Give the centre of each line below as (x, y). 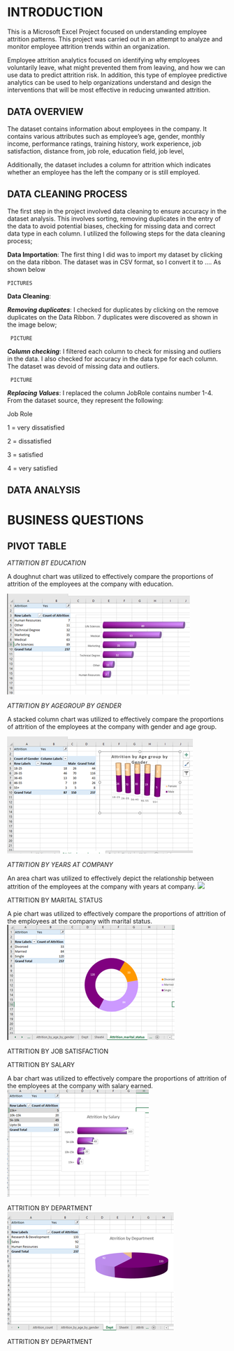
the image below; (32, 324)
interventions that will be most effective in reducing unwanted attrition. (109, 90)
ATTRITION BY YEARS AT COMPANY (60, 864)
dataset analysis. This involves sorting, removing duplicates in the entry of (114, 219)
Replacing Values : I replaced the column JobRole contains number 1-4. (110, 392)
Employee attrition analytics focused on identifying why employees (104, 60)
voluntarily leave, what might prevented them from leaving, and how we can (116, 67)
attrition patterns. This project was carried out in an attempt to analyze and (115, 39)
